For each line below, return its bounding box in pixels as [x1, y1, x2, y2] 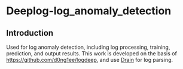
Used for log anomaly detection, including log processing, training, [6, 43, 170, 51]
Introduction [6, 28, 54, 38]
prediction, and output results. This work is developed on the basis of [6, 50, 178, 57]
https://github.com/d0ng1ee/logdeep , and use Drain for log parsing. [6, 57, 173, 63]
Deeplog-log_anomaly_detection [6, 4, 172, 18]
